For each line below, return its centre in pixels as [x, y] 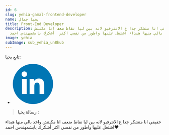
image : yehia [19, 38]
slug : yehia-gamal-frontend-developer [46, 15]
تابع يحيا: [13, 57]
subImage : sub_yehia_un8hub [35, 43]
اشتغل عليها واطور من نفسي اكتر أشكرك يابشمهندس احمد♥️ [62, 127]
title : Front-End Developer [35, 24]
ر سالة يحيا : [28, 112]
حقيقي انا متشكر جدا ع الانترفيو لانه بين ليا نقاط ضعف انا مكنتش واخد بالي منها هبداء [83, 121]
